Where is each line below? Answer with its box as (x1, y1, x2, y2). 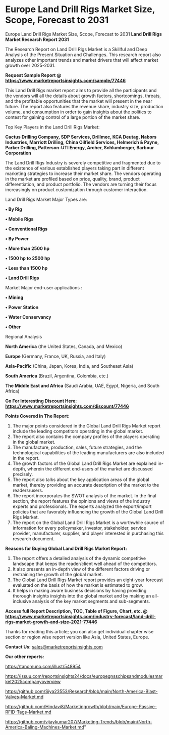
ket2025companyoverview (5, 678, 61, 684)
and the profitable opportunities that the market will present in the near (5, 98, 152, 104)
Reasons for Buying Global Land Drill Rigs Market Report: (5, 545, 127, 551)
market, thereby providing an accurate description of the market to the (12, 482, 159, 488)
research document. (12, 535, 55, 542)
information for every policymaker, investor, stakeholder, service (12, 525, 146, 531)
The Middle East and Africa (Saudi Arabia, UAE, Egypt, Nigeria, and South (5, 382, 160, 388)
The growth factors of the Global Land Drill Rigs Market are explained (12, 460, 157, 466)
